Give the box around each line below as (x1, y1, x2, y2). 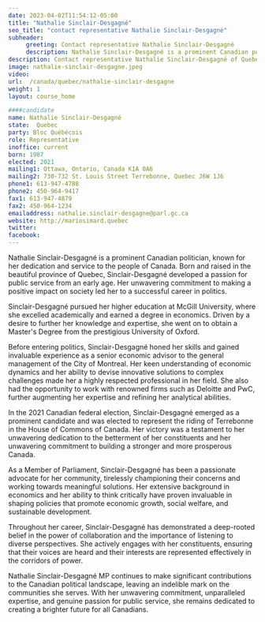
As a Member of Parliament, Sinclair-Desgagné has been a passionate (8, 465, 237, 474)
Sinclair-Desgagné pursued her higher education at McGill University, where (8, 302, 256, 311)
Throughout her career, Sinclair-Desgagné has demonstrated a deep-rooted (8, 523, 256, 531)
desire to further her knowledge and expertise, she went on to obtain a (8, 319, 238, 328)
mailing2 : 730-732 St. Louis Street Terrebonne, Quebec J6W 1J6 (8, 173, 224, 181)
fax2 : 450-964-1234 (8, 202, 73, 210)
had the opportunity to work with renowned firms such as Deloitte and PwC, (8, 384, 255, 393)
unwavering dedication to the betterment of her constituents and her (8, 433, 231, 442)
